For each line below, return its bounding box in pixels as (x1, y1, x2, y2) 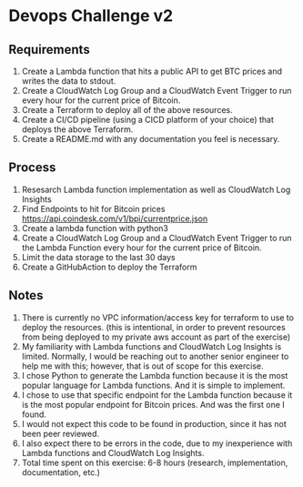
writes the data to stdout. (21, 76, 116, 86)
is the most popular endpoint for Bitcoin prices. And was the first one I (21, 399, 286, 410)
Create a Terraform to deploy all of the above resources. (21, 105, 233, 115)
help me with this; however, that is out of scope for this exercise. (21, 360, 264, 371)
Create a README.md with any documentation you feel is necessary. (21, 134, 280, 144)
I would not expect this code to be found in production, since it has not (21, 418, 288, 429)
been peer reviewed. (21, 428, 100, 439)
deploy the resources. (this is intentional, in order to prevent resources (21, 321, 286, 332)
